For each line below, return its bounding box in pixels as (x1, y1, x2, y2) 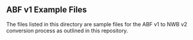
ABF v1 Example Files (6, 5, 87, 15)
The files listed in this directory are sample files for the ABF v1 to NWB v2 (6, 20, 188, 27)
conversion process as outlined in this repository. (6, 27, 128, 34)
